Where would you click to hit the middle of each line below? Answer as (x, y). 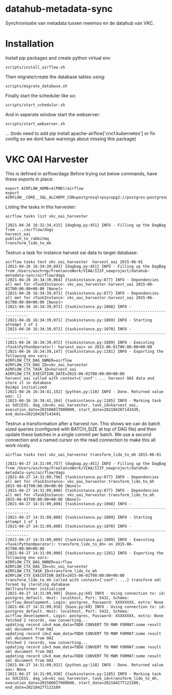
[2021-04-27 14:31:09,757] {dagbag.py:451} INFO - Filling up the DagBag (86, 463)
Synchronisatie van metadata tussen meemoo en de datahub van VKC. (80, 23)
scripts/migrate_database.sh (36, 86)
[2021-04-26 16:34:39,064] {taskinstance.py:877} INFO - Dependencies (82, 280)
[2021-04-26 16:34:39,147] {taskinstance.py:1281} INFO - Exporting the (84, 351)
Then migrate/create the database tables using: (56, 77)
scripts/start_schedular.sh (35, 105)
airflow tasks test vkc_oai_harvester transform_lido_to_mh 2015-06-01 (83, 455)
